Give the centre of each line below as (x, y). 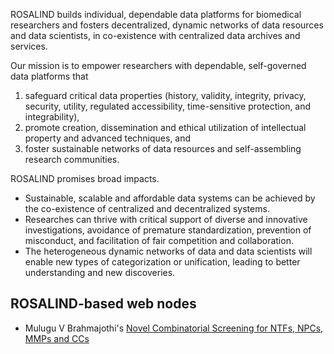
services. (29, 46)
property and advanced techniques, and (108, 138)
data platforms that (49, 76)
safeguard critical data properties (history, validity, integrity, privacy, (165, 95)
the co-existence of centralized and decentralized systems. (147, 208)
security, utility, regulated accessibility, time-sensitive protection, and (168, 106)
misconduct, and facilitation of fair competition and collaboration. (159, 240)
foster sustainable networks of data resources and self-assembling (163, 148)
